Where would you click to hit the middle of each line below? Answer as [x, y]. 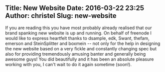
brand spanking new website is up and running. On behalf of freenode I [79, 33]
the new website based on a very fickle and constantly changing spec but [81, 48]
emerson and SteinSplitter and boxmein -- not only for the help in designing [83, 43]
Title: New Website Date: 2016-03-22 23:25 [75, 8]
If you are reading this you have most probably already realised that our [79, 28]
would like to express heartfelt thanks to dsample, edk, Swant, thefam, [77, 38]
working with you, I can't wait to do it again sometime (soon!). [69, 64]
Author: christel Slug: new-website [61, 16]
